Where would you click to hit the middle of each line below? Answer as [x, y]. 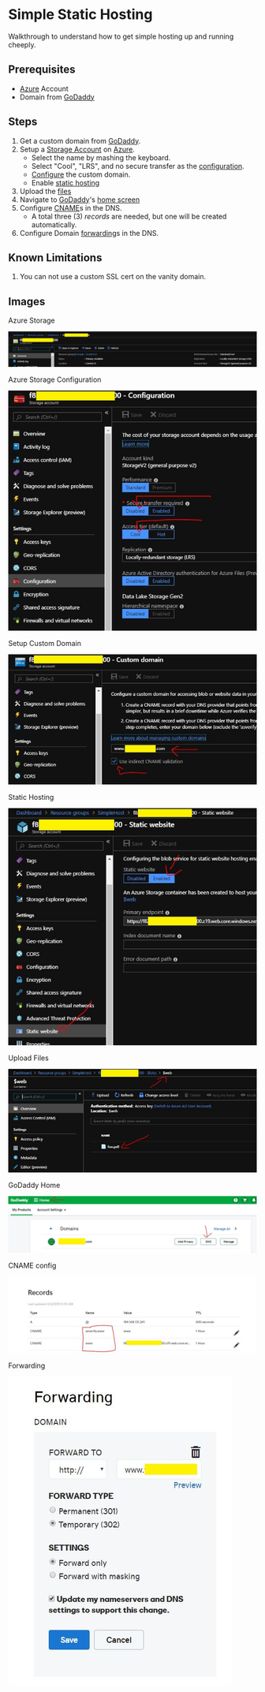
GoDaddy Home [34, 1185]
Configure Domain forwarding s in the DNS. [89, 233]
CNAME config [32, 1265]
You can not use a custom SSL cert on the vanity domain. [113, 277]
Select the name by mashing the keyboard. [101, 157]
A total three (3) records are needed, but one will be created [129, 216]
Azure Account [44, 88]
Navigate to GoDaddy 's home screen [80, 200]
